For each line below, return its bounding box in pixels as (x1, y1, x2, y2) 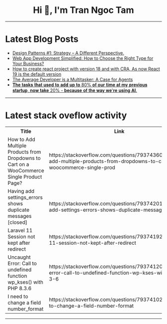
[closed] (7, 219, 27, 226)
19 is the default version (12, 71, 62, 77)
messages (7, 212, 32, 219)
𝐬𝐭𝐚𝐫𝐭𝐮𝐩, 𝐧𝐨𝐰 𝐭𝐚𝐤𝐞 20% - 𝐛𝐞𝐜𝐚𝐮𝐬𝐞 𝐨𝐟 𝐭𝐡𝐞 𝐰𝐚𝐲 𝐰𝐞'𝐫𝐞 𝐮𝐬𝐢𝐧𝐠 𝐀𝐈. (12, 87, 138, 93)
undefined (7, 266, 32, 273)
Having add (7, 187, 35, 194)
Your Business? (12, 60, 44, 66)
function (7, 272, 27, 279)
